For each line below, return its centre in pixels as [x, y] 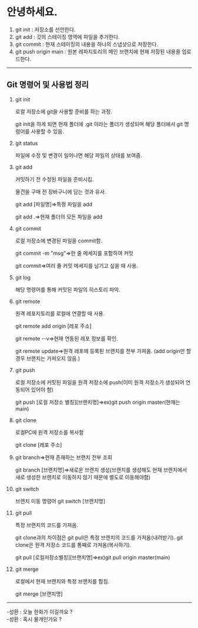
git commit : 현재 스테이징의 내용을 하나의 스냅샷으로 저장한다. [87, 44]
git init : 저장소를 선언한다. [45, 29]
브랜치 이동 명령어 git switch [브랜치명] [60, 501]
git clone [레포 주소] [38, 444]
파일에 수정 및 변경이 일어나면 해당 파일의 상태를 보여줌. [79, 155]
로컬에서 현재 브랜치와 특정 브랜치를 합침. [62, 581]
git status [26, 143]
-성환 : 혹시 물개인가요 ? [34, 619]
